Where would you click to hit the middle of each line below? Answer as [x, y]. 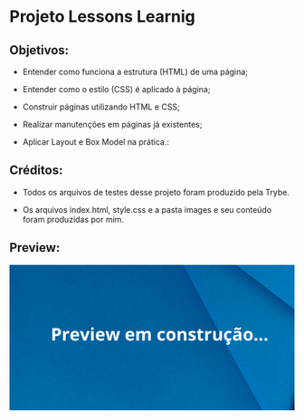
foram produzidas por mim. [73, 219]
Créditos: [36, 171]
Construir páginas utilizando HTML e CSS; [101, 107]
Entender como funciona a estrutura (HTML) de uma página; [135, 72]
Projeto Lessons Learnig [103, 17]
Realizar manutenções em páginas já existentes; [112, 124]
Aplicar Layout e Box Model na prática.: [96, 142]
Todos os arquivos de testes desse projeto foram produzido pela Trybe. [156, 192]
